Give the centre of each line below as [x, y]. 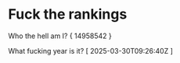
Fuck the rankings [68, 14]
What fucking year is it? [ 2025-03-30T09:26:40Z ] [91, 51]
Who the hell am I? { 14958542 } [60, 36]
